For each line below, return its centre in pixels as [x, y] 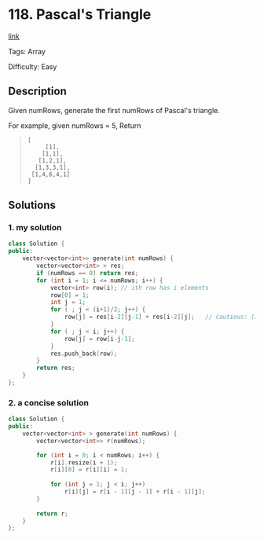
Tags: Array [27, 51]
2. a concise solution [48, 402]
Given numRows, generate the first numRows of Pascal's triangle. [114, 110]
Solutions [32, 205]
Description [37, 92]
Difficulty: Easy [33, 66]
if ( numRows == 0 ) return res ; [88, 273]
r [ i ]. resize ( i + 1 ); [84, 462]
